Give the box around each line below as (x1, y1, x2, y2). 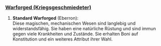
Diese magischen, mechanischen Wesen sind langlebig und (12, 20, 136, 26)
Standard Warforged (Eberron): (12, 15, 79, 21)
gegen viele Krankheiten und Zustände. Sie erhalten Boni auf (12, 31, 138, 37)
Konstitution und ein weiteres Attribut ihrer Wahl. (12, 36, 113, 42)
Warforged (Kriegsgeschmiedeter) (5, 4, 92, 11)
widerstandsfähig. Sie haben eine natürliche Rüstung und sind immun (12, 26, 156, 32)
